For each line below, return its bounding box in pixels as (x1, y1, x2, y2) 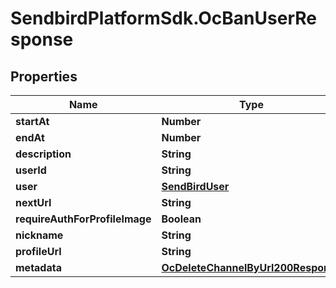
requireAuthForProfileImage (15, 212, 152, 226)
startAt (15, 115, 50, 128)
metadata (15, 261, 62, 274)
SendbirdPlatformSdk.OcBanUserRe (10, 7, 317, 30)
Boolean (161, 212, 202, 226)
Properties (10, 68, 78, 85)
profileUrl (15, 245, 62, 258)
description (15, 147, 72, 161)
